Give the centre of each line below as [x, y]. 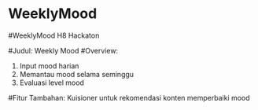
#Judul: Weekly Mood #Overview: [63, 50]
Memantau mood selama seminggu [77, 74]
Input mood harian [49, 66]
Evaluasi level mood [52, 82]
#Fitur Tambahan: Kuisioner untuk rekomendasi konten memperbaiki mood [129, 97]
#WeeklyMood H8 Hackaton [54, 35]
